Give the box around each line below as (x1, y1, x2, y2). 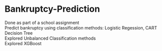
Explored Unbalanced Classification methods (4, 35, 97, 41)
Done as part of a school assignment (4, 20, 79, 25)
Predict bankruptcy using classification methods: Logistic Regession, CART (4, 25, 158, 30)
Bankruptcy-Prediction (4, 3, 100, 15)
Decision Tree (4, 30, 33, 36)
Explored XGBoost (4, 40, 42, 46)
